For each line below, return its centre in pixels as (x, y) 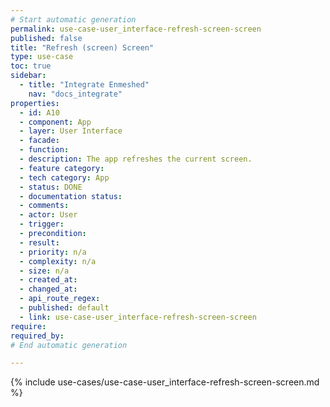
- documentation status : (71, 196)
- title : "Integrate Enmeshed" (84, 85)
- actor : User (48, 215)
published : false (46, 38)
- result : (39, 242)
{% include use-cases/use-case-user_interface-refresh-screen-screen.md (165, 382)
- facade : (39, 141)
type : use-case (42, 57)
